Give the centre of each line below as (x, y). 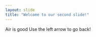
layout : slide (20, 10)
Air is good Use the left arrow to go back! (48, 29)
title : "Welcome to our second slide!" (47, 15)
